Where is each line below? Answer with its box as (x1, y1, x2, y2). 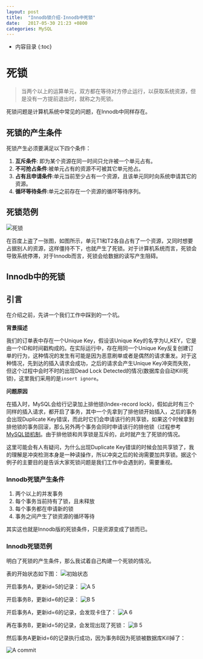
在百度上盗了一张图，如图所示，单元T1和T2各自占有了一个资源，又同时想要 (6, 237, 193, 244)
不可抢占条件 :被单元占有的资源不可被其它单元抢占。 (14, 165, 144, 172)
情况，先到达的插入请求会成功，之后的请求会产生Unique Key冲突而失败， (11, 360, 194, 367)
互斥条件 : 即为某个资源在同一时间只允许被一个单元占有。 (14, 158, 156, 164)
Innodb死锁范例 (6, 542, 53, 551)
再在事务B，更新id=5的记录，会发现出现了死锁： (6, 621, 127, 629)
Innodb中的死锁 (6, 271, 65, 282)
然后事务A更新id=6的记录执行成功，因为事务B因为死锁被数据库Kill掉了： (6, 634, 186, 641)
